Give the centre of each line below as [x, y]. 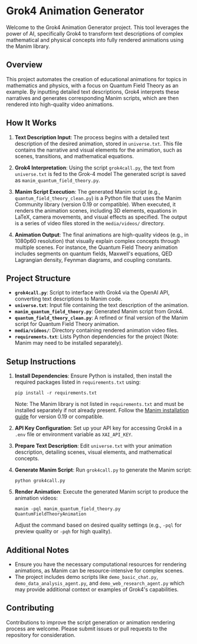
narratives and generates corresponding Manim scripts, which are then [92, 98]
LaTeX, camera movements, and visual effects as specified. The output [101, 217]
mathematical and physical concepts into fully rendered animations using [95, 40]
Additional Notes [38, 550]
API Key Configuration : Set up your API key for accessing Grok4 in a [98, 428]
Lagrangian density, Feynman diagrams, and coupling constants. [93, 259]
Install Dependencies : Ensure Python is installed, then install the [93, 376]
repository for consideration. [41, 635]
